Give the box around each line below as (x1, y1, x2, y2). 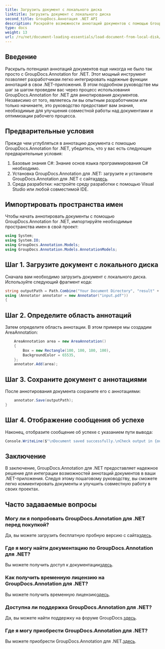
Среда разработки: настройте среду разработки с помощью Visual (12, 181, 154, 187)
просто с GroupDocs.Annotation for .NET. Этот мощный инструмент (5, 71, 146, 77)
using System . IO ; (5, 238, 41, 243)
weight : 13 (5, 30, 27, 35)
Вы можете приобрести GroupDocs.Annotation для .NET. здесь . (5, 638, 137, 644)
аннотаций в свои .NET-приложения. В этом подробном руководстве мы (5, 82, 159, 87)
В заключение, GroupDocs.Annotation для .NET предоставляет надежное (5, 465, 158, 471)
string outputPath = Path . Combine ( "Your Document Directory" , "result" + (5, 288, 160, 293)
